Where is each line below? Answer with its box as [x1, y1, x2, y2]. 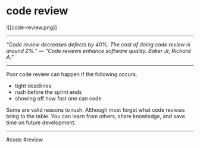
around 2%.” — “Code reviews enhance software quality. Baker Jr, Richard [6, 47, 191, 54]
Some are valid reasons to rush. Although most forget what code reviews [6, 106, 185, 114]
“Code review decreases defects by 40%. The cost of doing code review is [6, 40, 190, 48]
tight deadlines [14, 82, 52, 89]
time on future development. [6, 119, 76, 126]
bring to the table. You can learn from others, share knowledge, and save [6, 112, 186, 119]
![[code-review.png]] [6, 24, 58, 31]
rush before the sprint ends [14, 88, 82, 96]
